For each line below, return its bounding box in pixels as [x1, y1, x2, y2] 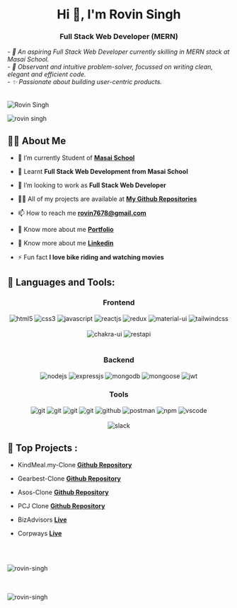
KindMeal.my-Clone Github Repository [17, 461, 132, 469]
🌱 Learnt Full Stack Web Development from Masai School [17, 168, 189, 176]
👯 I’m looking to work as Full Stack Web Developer [17, 181, 166, 189]
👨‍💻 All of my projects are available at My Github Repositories [17, 194, 197, 204]
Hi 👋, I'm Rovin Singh [57, 6, 181, 23]
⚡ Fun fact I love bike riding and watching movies [17, 253, 164, 262]
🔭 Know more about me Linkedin [17, 239, 114, 247]
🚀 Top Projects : [7, 442, 78, 454]
